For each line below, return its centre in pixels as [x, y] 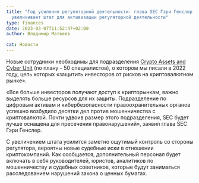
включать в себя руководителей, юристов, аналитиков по [80, 161]
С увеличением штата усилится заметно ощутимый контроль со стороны [100, 142]
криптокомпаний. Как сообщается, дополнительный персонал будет [94, 154]
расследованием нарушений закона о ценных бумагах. [77, 173]
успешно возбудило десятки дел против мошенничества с [81, 111]
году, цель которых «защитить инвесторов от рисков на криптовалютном [100, 74]
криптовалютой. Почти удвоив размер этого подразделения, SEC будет [97, 117]
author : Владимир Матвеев [38, 34]
